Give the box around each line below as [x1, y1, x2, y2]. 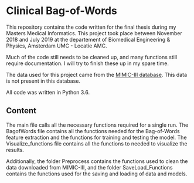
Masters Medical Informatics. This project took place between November [6, 29, 183, 36]
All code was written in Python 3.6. [6, 89, 90, 96]
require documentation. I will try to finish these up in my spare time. [6, 60, 169, 67]
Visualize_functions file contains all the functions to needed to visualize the [6, 140, 188, 147]
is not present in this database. [6, 77, 81, 84]
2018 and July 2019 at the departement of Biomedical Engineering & [6, 36, 171, 43]
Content [6, 106, 37, 116]
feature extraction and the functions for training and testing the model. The [6, 134, 187, 141]
